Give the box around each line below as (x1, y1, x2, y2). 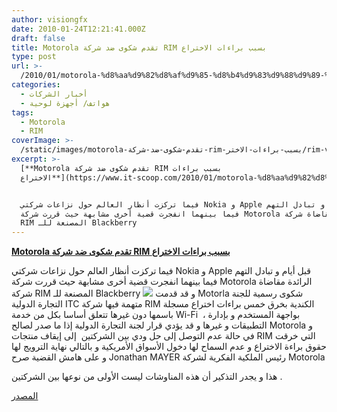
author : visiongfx (11, 14, 88, 25)
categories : (11, 80, 61, 90)
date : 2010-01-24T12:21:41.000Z (11, 24, 146, 34)
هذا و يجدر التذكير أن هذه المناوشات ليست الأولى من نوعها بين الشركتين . (11, 371, 283, 383)
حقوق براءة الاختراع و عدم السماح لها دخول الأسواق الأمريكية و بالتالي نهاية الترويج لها (11, 341, 328, 353)
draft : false (11, 33, 66, 43)
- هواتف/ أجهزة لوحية (20, 98, 111, 108)
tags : (11, 107, 34, 118)
